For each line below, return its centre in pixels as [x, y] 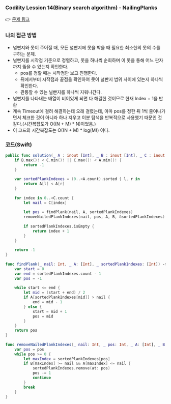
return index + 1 [51, 231]
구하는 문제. [24, 54]
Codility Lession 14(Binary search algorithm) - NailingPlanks [81, 8]
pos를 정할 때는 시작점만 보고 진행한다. [59, 73]
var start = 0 [29, 269]
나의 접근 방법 [21, 36]
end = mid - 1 [47, 302]
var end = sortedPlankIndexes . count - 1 [58, 274]
